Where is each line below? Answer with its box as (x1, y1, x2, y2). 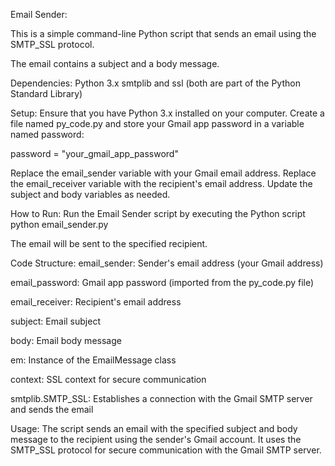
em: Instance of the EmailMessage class (10, 354, 177, 366)
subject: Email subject (10, 315, 101, 327)
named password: (10, 129, 85, 140)
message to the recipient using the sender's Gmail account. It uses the (10, 434, 302, 445)
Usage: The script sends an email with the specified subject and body (10, 423, 298, 434)
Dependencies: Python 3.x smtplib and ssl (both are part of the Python (10, 77, 301, 89)
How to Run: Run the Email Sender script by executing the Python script (10, 208, 306, 219)
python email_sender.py (10, 219, 109, 230)
